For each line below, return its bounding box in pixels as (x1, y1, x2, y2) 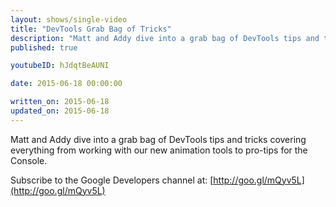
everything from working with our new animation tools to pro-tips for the (10, 144, 308, 156)
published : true (10, 42, 78, 53)
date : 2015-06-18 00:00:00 (10, 79, 123, 89)
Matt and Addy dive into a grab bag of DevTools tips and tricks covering (10, 133, 307, 145)
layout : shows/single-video (10, 14, 128, 25)
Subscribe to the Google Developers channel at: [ (10, 174, 214, 186)
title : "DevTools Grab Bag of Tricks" (10, 24, 172, 34)
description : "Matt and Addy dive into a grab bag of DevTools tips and (10, 33, 320, 43)
